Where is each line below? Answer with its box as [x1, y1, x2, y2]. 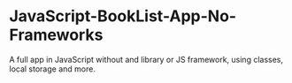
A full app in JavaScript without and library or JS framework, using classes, [9, 54, 284, 64]
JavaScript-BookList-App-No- [9, 6, 237, 26]
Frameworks [9, 25, 104, 45]
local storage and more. [9, 64, 96, 74]
